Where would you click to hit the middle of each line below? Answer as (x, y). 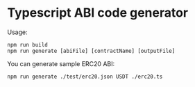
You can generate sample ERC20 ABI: (61, 63)
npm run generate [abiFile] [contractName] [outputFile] (91, 51)
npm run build (28, 45)
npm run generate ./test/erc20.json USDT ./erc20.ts (85, 77)
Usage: (17, 32)
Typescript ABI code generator (98, 13)
